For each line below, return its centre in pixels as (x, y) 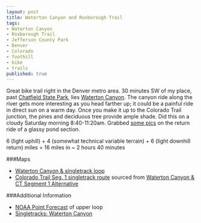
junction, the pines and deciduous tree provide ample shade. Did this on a (98, 117)
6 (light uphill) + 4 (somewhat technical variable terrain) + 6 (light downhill (98, 141)
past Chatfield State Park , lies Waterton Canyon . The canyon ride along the (100, 97)
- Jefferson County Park (37, 40)
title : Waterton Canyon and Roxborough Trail (64, 18)
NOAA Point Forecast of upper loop (59, 207)
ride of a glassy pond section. (43, 129)
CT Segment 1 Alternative (46, 184)
